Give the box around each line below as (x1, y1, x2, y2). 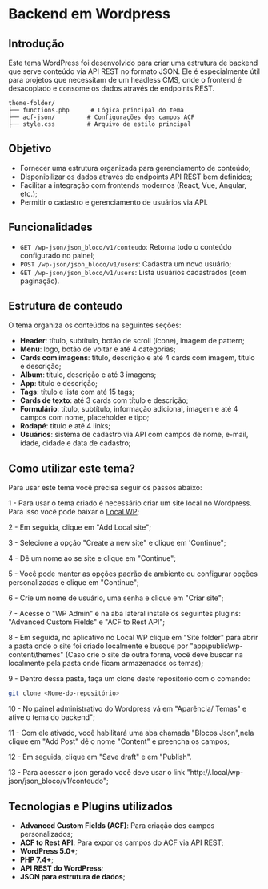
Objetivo (8, 142, 52, 156)
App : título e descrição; (19, 379, 98, 388)
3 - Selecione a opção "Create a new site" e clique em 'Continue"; (8, 538, 226, 548)
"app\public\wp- (190, 641, 244, 651)
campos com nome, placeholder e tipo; (19, 412, 150, 422)
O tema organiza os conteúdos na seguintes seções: (8, 320, 182, 330)
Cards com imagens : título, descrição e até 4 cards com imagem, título (19, 353, 255, 363)
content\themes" (8, 650, 64, 660)
